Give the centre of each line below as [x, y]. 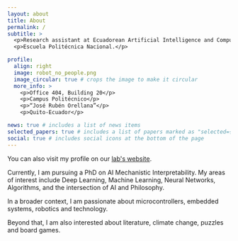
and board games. [34, 230]
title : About [27, 21]
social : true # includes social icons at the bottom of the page [106, 138]
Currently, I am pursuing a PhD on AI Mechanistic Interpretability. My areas [116, 172]
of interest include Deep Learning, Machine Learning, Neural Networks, [112, 180]
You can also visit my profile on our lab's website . [80, 158]
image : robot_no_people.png [55, 73]
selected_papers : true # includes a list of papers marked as [101, 132]
